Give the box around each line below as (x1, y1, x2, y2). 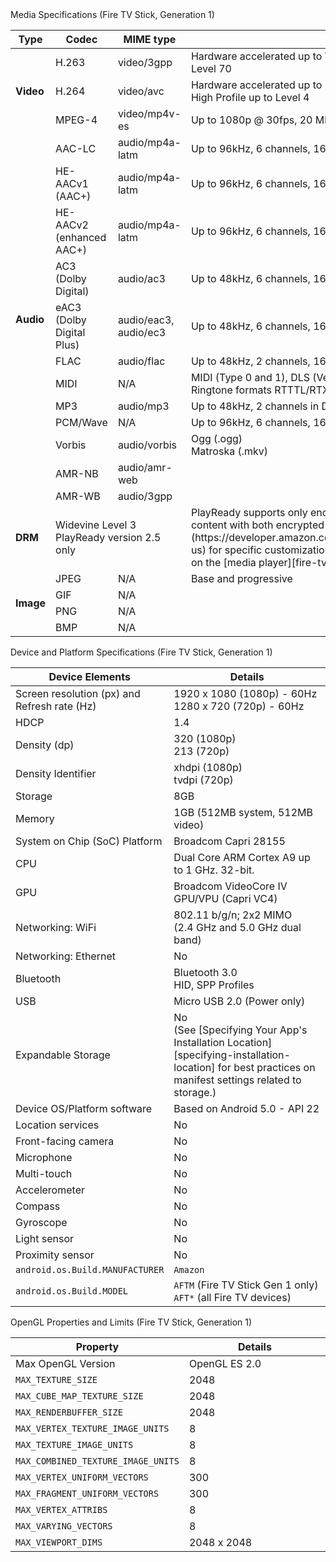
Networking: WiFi (15, 921, 97, 934)
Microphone (15, 1151, 73, 1164)
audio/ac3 (117, 272, 166, 285)
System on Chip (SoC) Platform (15, 834, 163, 848)
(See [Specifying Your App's (173, 1023, 308, 1037)
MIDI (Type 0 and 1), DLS (190, 371, 311, 384)
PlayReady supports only (190, 506, 308, 519)
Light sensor (15, 1232, 75, 1245)
